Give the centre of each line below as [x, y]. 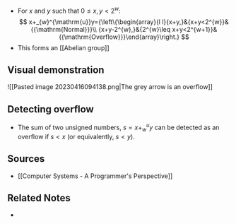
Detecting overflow [51, 109]
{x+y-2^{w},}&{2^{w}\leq [134, 29]
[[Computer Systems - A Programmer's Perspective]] [95, 176]
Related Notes [39, 198]
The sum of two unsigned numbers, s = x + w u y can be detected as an [118, 128]
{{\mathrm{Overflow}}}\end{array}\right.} [119, 37]
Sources [26, 159]
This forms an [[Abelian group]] [63, 47]
